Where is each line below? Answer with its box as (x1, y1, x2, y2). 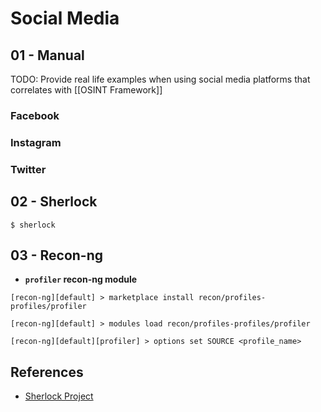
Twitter (10, 162, 47, 176)
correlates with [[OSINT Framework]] (10, 84, 163, 96)
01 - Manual (10, 47, 85, 64)
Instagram (10, 135, 62, 149)
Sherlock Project (24, 390, 94, 402)
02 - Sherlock (10, 193, 98, 211)
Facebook (10, 108, 60, 122)
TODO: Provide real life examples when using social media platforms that (10, 73, 311, 85)
